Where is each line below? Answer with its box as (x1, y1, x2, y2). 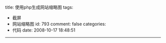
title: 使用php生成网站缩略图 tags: (5, 4, 73, 10)
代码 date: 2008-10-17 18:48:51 (12, 27, 76, 33)
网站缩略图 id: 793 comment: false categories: (12, 21, 106, 27)
